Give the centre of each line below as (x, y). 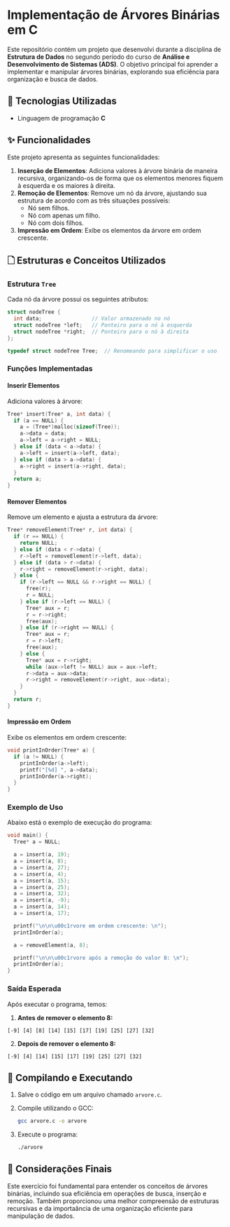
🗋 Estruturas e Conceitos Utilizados (87, 260)
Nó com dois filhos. (56, 223)
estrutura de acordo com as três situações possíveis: (94, 201)
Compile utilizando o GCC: (56, 1109)
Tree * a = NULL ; (37, 842)
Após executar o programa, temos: (57, 1004)
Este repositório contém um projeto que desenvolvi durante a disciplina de (114, 49)
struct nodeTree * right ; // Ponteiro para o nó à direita (101, 332)
